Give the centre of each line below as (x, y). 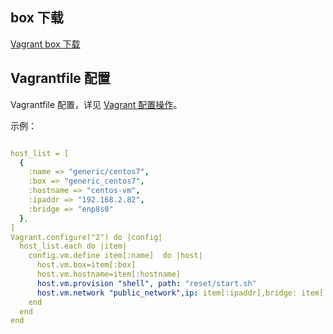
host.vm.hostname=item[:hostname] (109, 274)
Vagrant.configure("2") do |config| (86, 237)
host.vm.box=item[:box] (86, 265)
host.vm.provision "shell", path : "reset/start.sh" (146, 283)
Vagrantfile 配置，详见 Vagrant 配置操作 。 (96, 104)
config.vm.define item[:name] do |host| (115, 256)
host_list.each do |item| (73, 246)
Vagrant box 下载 (45, 44)
